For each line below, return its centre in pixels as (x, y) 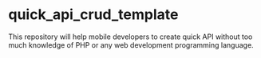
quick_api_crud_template (93, 15)
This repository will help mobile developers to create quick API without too (130, 37)
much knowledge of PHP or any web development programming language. (131, 44)
